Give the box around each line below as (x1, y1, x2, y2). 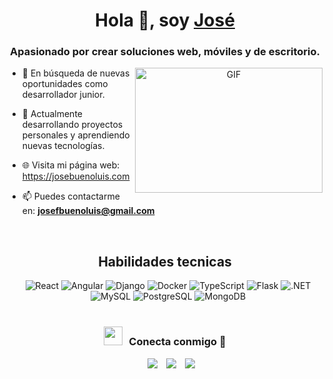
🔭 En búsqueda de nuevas (21, 67, 130, 79)
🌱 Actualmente (21, 108, 83, 120)
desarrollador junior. (21, 89, 105, 101)
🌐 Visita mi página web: (21, 159, 120, 171)
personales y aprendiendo (21, 129, 130, 141)
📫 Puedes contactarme (21, 190, 120, 203)
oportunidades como (21, 78, 109, 90)
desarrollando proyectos (21, 119, 124, 131)
